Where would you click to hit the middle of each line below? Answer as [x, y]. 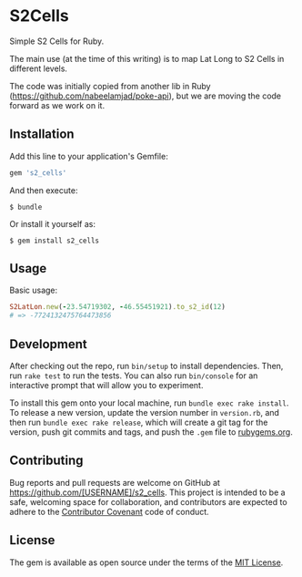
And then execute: [44, 190]
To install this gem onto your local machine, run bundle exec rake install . [149, 403]
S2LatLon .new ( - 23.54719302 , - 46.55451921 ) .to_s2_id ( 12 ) [117, 307]
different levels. [39, 68]
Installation [42, 134]
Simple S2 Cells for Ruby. [57, 41]
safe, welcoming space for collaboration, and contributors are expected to [149, 501]
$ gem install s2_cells [55, 241]
